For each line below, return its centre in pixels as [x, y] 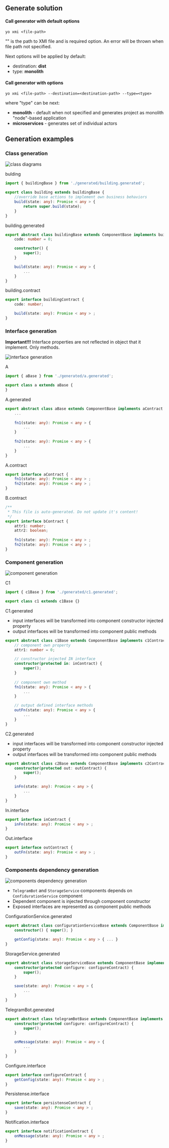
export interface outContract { [39, 848]
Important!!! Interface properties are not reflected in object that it [73, 342]
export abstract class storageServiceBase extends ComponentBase [75, 963]
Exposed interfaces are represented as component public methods [82, 907]
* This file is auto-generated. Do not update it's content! [73, 512]
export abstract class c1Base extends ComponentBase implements [74, 640]
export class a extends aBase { [39, 385]
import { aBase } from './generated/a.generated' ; [59, 376]
